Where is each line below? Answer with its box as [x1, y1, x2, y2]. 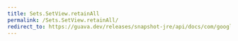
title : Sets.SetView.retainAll [7, 10, 100, 17]
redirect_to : [7, 23, 46, 30]
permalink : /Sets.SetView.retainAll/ [7, 17, 119, 24]
